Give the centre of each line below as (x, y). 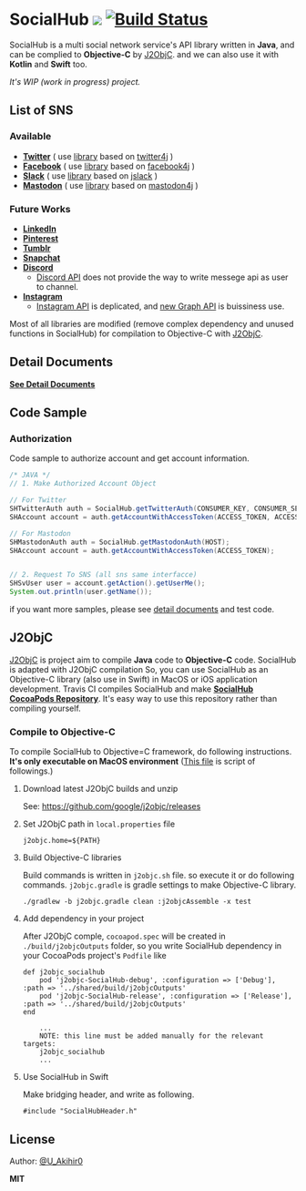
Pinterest (41, 238)
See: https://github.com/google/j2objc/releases (112, 806)
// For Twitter (38, 500)
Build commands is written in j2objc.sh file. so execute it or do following (158, 876)
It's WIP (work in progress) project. (75, 81)
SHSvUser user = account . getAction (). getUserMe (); (107, 583)
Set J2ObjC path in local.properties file (99, 824)
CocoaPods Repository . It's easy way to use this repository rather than (143, 698)
